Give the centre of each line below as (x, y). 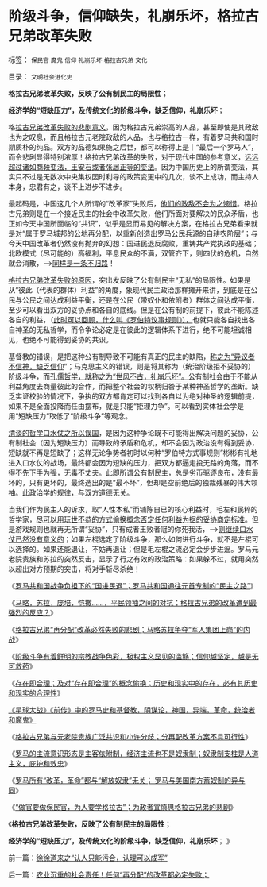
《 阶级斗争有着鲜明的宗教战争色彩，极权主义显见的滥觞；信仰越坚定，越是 (130, 656)
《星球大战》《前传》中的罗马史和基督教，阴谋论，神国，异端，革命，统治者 (132, 710)
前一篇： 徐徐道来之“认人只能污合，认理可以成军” (88, 858)
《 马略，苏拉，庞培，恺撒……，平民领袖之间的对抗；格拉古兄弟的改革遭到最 (133, 602)
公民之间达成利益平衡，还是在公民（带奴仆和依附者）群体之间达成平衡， (140, 299)
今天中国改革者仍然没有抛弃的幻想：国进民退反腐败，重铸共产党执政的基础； (133, 243)
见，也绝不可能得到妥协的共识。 (60, 339)
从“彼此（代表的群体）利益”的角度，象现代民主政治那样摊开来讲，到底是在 (130, 290)
